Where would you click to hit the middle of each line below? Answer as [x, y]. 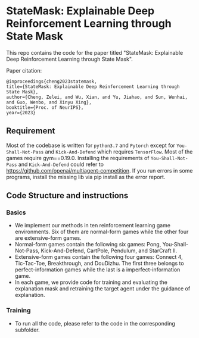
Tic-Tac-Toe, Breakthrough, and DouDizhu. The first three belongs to [99, 264]
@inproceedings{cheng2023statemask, [52, 82]
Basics [16, 212]
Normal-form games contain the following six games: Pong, [88, 245]
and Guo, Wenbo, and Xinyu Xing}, [49, 102]
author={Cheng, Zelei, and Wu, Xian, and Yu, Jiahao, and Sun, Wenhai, [97, 97]
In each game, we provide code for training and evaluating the [91, 282]
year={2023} [21, 112]
